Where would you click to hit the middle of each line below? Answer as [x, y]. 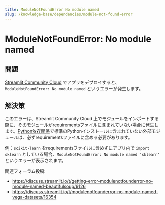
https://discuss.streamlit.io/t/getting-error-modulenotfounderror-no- [82, 181]
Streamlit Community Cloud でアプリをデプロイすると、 [62, 82]
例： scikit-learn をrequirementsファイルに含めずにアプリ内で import [77, 148]
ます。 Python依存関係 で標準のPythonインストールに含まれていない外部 [78, 131]
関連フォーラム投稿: [25, 171]
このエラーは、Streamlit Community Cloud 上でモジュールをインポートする [82, 119]
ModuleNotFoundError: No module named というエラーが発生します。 [74, 88]
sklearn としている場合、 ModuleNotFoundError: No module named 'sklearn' [82, 154]
